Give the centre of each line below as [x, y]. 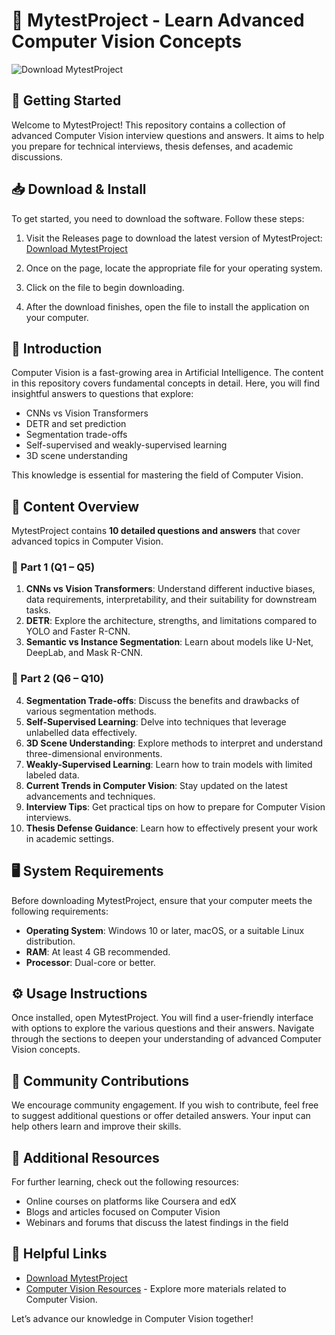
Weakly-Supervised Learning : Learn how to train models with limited [169, 764]
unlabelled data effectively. [81, 732]
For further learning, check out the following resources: [125, 1182]
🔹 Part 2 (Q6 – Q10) [57, 679]
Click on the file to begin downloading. [105, 287]
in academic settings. [69, 838]
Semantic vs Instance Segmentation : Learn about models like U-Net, [169, 642]
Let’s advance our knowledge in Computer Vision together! [132, 1318]
